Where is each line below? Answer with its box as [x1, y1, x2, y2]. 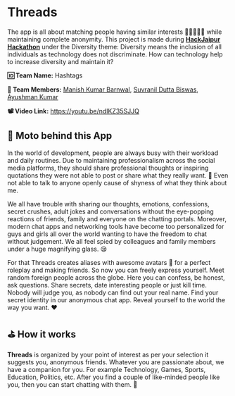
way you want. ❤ [7, 303, 58, 311]
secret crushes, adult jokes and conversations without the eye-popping [7, 207, 215, 216]
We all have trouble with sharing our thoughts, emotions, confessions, [7, 199, 210, 208]
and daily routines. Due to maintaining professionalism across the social [7, 156, 216, 164]
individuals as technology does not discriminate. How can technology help [7, 50, 223, 58]
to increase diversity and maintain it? [7, 57, 114, 66]
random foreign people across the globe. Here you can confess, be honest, [7, 273, 225, 282]
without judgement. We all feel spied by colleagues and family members [7, 237, 216, 245]
